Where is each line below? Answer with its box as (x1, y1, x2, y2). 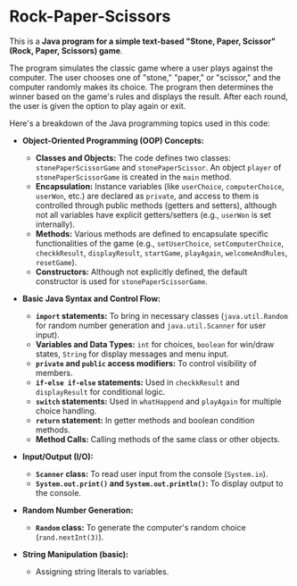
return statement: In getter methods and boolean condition (35, 414, 255, 425)
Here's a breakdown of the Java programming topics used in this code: (9, 118, 270, 129)
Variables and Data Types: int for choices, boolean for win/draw (35, 339, 275, 349)
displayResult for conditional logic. (35, 386, 166, 397)
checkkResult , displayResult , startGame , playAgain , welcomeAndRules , (35, 247, 288, 258)
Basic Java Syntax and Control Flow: (21, 293, 161, 304)
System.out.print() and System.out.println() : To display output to (35, 478, 284, 489)
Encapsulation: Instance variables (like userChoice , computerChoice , (35, 180, 285, 191)
